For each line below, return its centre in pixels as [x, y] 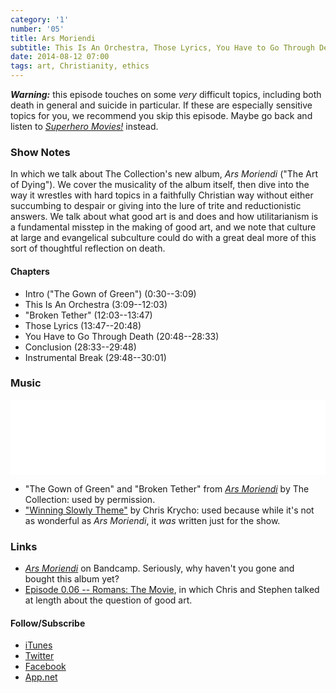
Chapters [30, 271]
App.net [41, 677]
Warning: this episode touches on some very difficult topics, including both [166, 94]
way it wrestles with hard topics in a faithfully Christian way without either [162, 195]
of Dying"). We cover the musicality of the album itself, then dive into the [160, 185]
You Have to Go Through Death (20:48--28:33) [122, 336]
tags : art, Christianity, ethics [80, 66]
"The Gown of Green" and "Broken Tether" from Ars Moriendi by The [167, 488]
